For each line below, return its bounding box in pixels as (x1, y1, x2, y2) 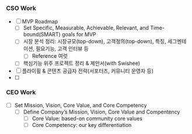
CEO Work (6, 88, 36, 97)
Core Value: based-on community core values (32, 115, 143, 122)
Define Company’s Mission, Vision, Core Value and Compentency (23, 108, 180, 115)
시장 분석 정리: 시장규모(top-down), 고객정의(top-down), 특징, (23, 38, 166, 45)
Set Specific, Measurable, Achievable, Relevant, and (23, 25, 149, 32)
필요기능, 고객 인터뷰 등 (36, 45, 89, 52)
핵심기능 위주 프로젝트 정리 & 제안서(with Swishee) (23, 60, 141, 67)
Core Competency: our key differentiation (32, 122, 132, 129)
